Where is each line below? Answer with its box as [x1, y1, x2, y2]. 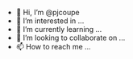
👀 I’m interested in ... [15, 16, 85, 26]
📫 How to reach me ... [15, 42, 91, 51]
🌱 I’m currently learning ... [15, 25, 102, 33]
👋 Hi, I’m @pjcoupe [15, 8, 80, 17]
